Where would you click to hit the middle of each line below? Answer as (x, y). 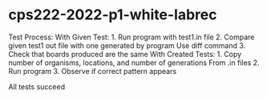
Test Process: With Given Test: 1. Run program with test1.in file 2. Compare (131, 37)
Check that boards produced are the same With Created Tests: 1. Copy (125, 54)
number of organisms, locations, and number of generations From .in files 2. (134, 63)
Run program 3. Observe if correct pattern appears (93, 71)
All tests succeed (37, 87)
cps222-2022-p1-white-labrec (113, 15)
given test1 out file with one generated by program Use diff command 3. (127, 45)
